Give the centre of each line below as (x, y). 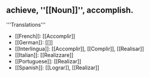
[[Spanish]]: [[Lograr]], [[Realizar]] (57, 68)
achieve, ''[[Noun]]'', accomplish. (70, 10)
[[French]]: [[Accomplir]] (45, 36)
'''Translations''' (26, 24)
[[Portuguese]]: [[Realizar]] (48, 61)
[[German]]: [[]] (34, 42)
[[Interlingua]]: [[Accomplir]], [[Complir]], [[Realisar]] (79, 49)
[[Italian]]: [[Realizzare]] (44, 55)
